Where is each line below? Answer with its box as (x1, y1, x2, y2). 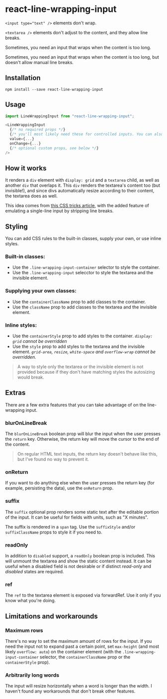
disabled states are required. (5, 569, 64, 575)
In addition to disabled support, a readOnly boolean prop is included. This (5, 553, 156, 559)
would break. (17, 374, 45, 381)
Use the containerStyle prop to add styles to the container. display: (12, 333, 153, 339)
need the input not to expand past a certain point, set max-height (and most (5, 643, 160, 649)
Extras (5, 388, 26, 397)
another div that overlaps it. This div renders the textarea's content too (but (5, 182, 161, 188)
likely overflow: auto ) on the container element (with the (5, 649, 122, 655)
